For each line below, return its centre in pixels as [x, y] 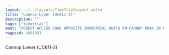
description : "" [22, 19]
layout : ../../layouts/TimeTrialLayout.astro [54, 10]
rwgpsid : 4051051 [23, 33]
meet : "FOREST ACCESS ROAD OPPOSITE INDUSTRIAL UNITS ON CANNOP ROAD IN [83, 28]
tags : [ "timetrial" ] [27, 24]
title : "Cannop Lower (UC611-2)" [40, 14]
